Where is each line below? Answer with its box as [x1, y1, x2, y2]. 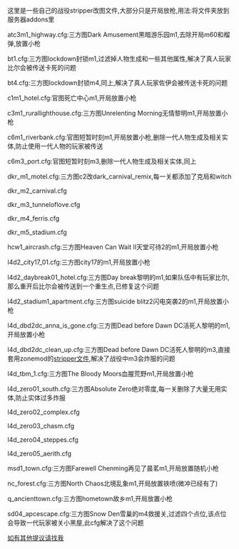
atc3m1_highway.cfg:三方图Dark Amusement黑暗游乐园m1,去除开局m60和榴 [7, 31, 230, 39]
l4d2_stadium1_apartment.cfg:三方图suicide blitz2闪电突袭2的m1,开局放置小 [7, 297, 230, 306]
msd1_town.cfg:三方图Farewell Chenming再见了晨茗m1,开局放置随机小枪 [7, 464, 219, 473]
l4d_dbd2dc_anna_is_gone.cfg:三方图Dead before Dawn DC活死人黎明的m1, [7, 321, 230, 330]
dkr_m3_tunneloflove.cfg [7, 201, 81, 208]
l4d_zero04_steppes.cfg [7, 435, 78, 444]
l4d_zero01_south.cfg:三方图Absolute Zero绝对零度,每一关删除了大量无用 [7, 385, 221, 393]
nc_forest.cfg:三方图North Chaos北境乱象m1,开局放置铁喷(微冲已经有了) [7, 479, 218, 488]
